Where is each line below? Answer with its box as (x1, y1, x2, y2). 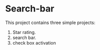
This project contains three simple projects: (5, 19, 95, 25)
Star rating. (12, 29, 36, 35)
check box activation (12, 39, 57, 45)
